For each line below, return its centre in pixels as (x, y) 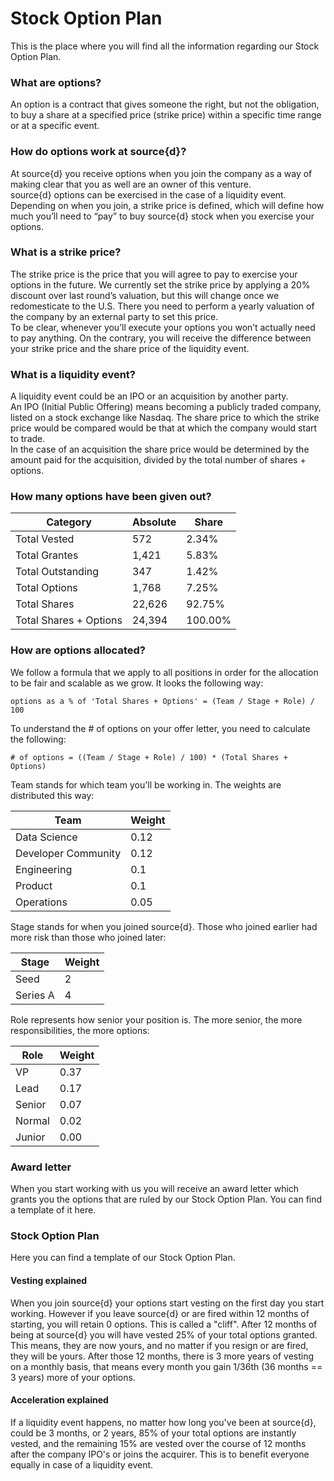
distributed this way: (52, 795)
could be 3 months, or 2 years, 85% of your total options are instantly (153, 1433)
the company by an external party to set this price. (114, 316)
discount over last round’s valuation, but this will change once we (145, 295)
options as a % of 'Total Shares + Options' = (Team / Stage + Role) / (162, 701)
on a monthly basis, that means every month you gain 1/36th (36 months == (166, 1366)
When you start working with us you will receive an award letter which (155, 1189)
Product (34, 885)
